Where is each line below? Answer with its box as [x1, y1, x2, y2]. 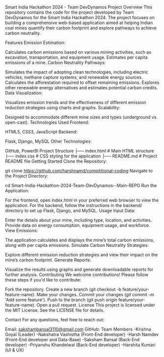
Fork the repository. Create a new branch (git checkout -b [5, 286, 121, 292]
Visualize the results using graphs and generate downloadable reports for [5, 267, 154, 272]
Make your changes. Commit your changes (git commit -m [36, 292, 154, 297]
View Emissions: [5, 228, 38, 233]
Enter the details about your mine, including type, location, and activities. [5, 217, 152, 223]
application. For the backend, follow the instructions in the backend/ [5, 203, 142, 208]
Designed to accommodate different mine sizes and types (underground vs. [5, 114, 158, 120]
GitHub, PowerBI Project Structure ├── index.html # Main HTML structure [5, 148, 154, 153]
